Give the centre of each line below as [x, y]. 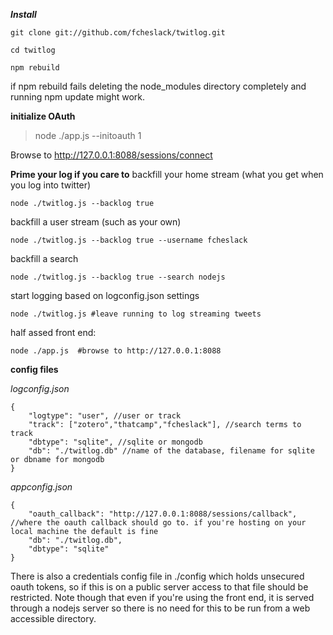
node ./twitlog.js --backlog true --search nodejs [118, 277]
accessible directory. [53, 618]
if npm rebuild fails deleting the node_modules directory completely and [158, 86]
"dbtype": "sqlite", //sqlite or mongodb [115, 442]
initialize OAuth [43, 116]
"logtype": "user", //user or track [105, 416]
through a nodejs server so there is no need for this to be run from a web [160, 608]
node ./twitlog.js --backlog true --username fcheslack [129, 240]
